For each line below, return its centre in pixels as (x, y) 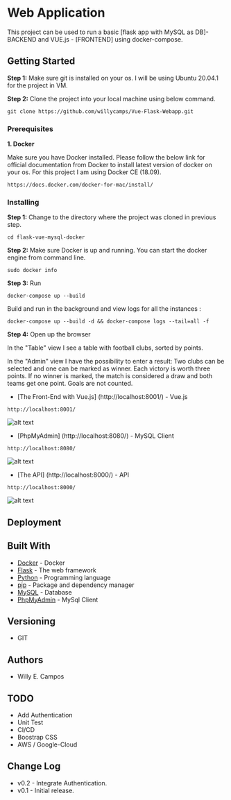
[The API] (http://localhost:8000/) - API (73, 475)
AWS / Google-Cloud (47, 744)
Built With (29, 546)
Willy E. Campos (41, 676)
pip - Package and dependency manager (76, 585)
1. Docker (21, 144)
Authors (25, 659)
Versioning (31, 621)
